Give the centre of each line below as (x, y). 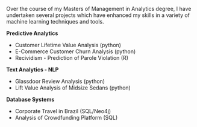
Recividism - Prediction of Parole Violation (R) (71, 58)
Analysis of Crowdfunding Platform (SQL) (66, 118)
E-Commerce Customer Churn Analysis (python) (75, 51)
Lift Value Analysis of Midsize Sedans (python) (73, 88)
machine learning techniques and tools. (55, 21)
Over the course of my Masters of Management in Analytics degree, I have (99, 9)
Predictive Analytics (32, 33)
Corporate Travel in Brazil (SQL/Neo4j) (63, 111)
